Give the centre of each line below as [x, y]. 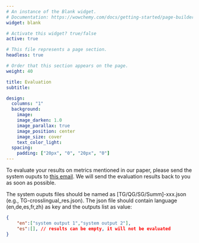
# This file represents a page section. [57, 50]
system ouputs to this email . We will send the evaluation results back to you [98, 176]
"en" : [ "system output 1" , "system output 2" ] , [74, 223]
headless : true [25, 55]
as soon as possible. [31, 183]
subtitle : [18, 87]
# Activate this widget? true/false [51, 33]
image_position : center [46, 131]
